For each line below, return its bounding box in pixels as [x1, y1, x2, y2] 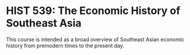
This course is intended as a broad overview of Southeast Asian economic [6, 36, 185, 43]
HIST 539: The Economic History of [6, 4, 181, 18]
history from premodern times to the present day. [6, 42, 124, 49]
